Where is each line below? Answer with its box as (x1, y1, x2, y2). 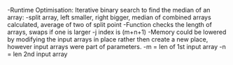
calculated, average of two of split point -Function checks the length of (7, 21, 212, 28)
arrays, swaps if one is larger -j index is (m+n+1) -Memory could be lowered (7, 28, 227, 36)
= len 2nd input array (7, 50, 68, 58)
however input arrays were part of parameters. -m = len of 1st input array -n (7, 43, 226, 50)
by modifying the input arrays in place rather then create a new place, (7, 35, 209, 44)
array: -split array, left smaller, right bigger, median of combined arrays (7, 13, 211, 21)
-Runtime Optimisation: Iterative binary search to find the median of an (7, 6, 211, 14)
